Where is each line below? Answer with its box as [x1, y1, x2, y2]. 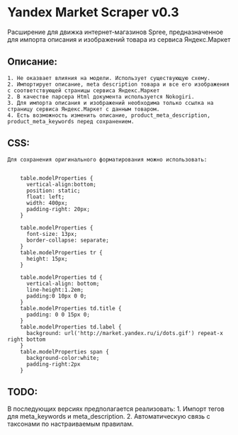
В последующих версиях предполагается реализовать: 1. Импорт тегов [7, 405, 225, 413]
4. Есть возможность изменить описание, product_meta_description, [7, 111, 211, 119]
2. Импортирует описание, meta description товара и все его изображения [7, 81, 230, 88]
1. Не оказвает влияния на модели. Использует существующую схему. [7, 74, 211, 81]
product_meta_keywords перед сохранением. [7, 118, 135, 125]
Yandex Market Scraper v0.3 [7, 4, 179, 21]
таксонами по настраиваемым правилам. [7, 419, 134, 429]
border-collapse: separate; [25, 237, 110, 244]
